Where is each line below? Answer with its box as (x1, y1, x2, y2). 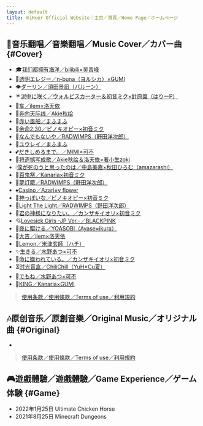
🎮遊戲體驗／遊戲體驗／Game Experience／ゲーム (6, 373, 197, 384)
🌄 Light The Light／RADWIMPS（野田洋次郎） (15, 202, 130, 209)
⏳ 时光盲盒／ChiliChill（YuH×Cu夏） (15, 263, 106, 270)
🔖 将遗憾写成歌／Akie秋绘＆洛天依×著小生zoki (15, 156, 131, 163)
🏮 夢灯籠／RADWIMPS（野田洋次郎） (15, 179, 108, 186)
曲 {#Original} (6, 324, 60, 335)
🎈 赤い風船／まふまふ (15, 118, 67, 125)
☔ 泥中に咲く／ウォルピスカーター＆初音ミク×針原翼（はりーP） (15, 93, 178, 100)
